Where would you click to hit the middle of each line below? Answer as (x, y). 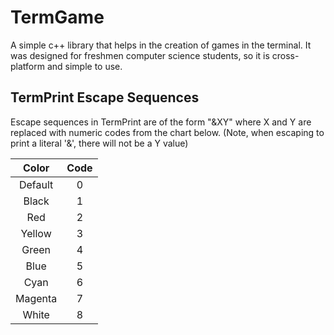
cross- (285, 55)
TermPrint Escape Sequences (105, 97)
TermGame (57, 17)
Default (36, 184)
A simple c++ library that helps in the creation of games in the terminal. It (161, 45)
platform (27, 66)
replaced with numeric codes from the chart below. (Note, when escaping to (167, 132)
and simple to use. (84, 66)
